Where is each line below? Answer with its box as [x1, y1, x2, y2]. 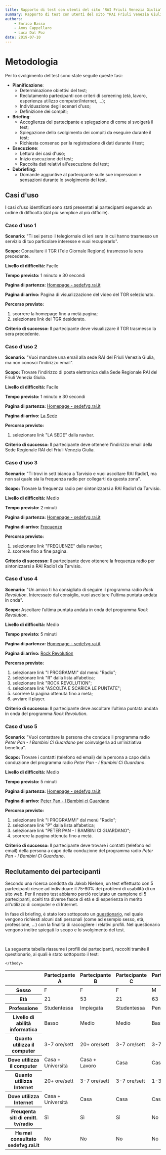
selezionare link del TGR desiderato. [12, 316, 86, 322]
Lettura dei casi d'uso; [19, 150, 66, 156]
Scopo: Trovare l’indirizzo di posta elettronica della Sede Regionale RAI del [5, 369, 158, 375]
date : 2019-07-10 [5, 35, 41, 40]
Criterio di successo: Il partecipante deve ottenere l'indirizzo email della [5, 441, 153, 448]
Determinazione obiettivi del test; [19, 87, 87, 93]
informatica [9, 1026, 38, 1033]
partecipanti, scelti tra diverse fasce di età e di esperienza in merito [5, 896, 142, 902]
